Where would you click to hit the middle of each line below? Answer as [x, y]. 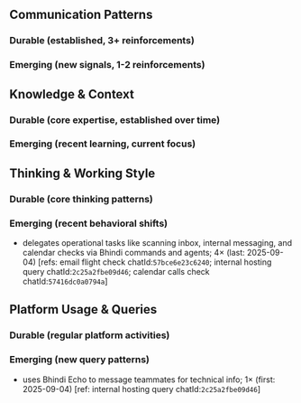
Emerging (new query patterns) [80, 360]
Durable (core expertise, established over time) [115, 119]
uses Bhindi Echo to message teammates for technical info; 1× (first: [149, 380]
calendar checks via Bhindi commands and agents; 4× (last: [133, 253]
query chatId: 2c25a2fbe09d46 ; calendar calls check [116, 272]
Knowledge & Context [72, 94]
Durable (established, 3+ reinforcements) [102, 41]
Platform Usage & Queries [83, 309]
